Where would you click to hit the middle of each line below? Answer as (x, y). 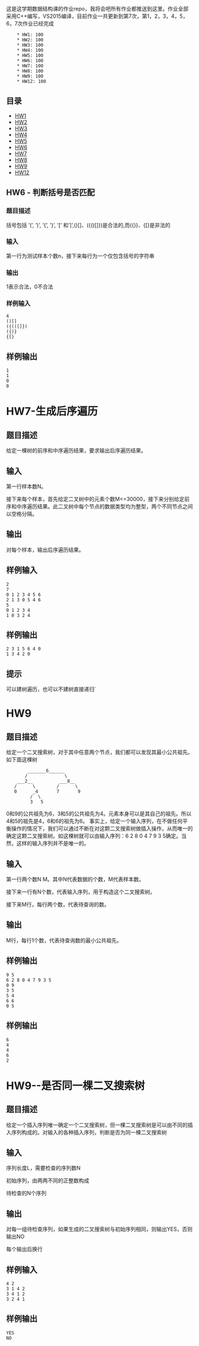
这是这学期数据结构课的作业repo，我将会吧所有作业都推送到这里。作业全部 (97, 9)
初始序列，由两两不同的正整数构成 (48, 1181)
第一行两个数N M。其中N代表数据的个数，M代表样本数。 (75, 879)
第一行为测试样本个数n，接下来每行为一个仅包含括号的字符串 (81, 256)
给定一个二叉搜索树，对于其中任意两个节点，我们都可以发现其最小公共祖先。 (99, 752)
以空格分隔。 (22, 514)
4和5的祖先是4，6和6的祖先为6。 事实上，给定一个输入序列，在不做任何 (94, 821)
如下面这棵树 (22, 760)
